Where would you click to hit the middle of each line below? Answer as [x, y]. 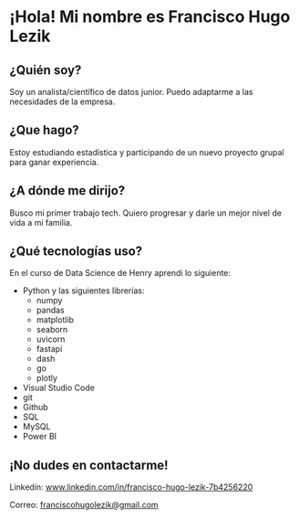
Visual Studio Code [59, 388]
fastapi [49, 349]
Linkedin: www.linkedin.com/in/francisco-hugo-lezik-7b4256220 [131, 487]
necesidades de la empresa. [62, 101]
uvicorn [51, 339]
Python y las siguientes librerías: [83, 291]
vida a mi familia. [41, 222]
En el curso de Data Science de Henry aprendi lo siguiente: [120, 273]
